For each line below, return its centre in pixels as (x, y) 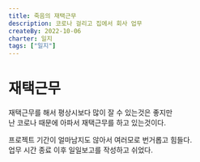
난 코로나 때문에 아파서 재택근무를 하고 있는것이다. (87, 123)
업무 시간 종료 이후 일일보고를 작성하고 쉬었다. (81, 150)
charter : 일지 (30, 38)
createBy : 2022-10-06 (45, 31)
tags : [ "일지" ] (32, 46)
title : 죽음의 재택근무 (43, 16)
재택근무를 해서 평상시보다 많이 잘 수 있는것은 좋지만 (90, 113)
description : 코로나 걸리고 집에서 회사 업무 (75, 23)
